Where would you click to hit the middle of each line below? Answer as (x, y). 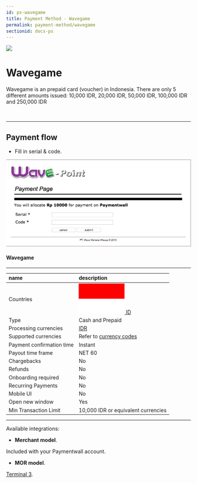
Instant (87, 345)
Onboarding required (34, 377)
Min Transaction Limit (34, 410)
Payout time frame (31, 352)
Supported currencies (35, 337)
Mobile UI (20, 394)
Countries (21, 299)
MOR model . (30, 463)
